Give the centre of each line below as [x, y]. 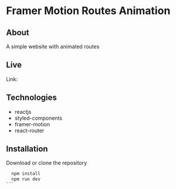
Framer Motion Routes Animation [88, 11]
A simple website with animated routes [53, 46]
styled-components [38, 118]
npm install [26, 174]
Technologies [32, 98]
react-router [29, 130]
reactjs [23, 112]
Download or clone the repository [47, 163]
